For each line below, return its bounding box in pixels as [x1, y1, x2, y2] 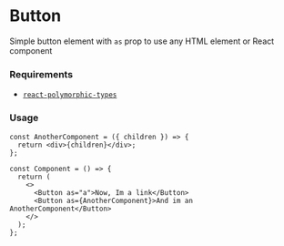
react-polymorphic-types [22, 90, 117, 100]
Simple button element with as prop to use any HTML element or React [9, 36, 275, 46]
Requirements [9, 67, 74, 80]
